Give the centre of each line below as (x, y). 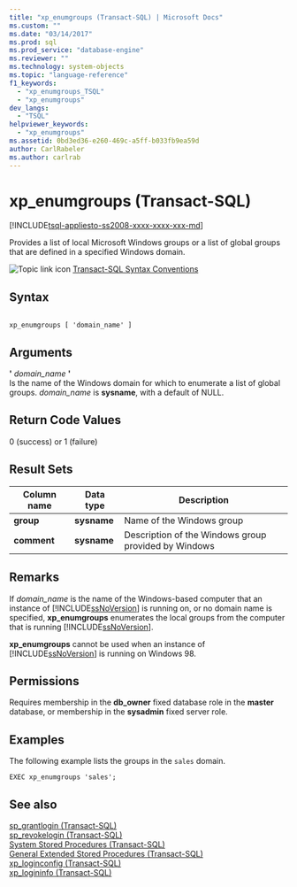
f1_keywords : (33, 83)
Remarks (34, 578)
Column (40, 494)
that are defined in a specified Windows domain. (97, 252)
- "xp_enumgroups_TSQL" (61, 91)
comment (34, 540)
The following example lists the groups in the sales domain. (118, 761)
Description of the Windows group (195, 535)
